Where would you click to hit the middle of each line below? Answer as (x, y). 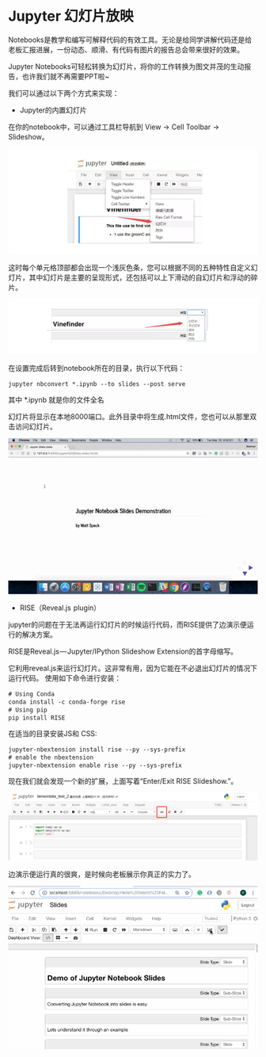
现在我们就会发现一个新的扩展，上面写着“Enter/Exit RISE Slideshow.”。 (123, 780)
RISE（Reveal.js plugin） (60, 608)
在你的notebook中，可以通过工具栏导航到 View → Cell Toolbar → (114, 127)
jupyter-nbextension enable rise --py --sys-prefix (95, 765)
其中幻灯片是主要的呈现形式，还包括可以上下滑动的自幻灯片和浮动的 (140, 277)
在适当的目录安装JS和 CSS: (53, 733)
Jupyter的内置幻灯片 (53, 110)
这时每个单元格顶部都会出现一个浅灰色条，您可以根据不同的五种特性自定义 (129, 267)
